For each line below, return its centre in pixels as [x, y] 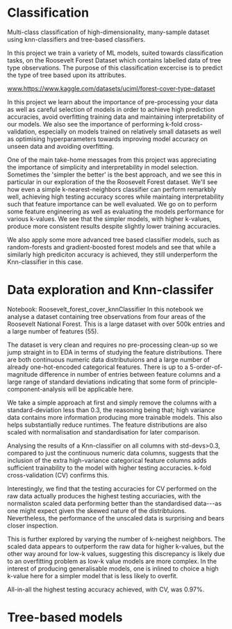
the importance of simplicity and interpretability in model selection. [103, 167]
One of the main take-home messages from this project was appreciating [112, 160]
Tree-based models [65, 618]
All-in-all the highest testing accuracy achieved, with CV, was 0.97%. [106, 589]
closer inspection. [33, 525]
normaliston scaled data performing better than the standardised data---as [115, 503]
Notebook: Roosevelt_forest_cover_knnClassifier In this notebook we [105, 309]
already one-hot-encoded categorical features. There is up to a [98, 367]
